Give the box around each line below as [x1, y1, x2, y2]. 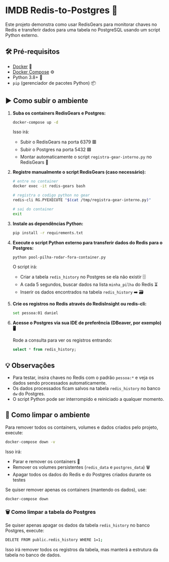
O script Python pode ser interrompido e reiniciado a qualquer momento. [12, 396, 164, 402]
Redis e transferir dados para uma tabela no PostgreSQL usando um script [5, 26, 160, 32]
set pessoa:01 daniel [12, 311, 58, 316]
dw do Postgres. [12, 391, 46, 397]
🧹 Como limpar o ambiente [5, 410, 90, 420]
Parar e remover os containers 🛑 [12, 458, 80, 464]
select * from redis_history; [12, 347, 77, 352]
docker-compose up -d [12, 120, 58, 125]
